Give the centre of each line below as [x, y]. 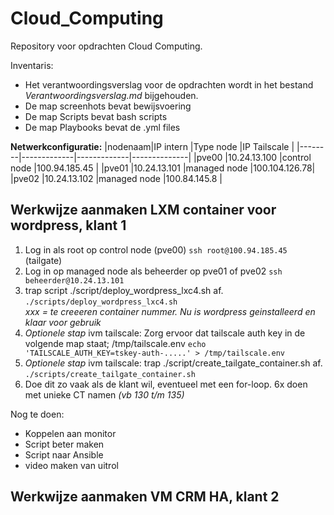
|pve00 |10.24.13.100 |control [252, 157]
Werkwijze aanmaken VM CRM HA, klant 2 [145, 497]
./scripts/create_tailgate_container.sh [110, 374]
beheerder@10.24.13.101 [74, 280]
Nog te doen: [37, 414]
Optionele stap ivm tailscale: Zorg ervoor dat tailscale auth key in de [165, 333]
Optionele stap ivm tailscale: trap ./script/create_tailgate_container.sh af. [173, 363]
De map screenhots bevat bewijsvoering [108, 106]
